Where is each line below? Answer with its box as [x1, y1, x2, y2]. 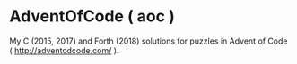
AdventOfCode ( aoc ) [9, 6, 175, 27]
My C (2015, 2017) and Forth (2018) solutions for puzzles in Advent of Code [9, 36, 288, 46]
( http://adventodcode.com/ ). [9, 44, 119, 55]
